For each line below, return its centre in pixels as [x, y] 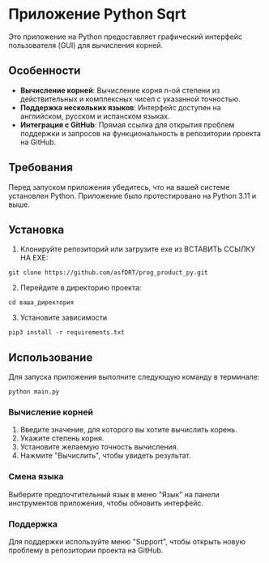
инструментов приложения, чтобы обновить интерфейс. [106, 503]
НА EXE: [34, 258]
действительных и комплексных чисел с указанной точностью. [130, 99]
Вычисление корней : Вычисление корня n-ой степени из [120, 90]
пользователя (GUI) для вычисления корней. [86, 45]
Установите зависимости [64, 318]
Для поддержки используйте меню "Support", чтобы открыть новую [127, 542]
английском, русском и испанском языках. [95, 116]
